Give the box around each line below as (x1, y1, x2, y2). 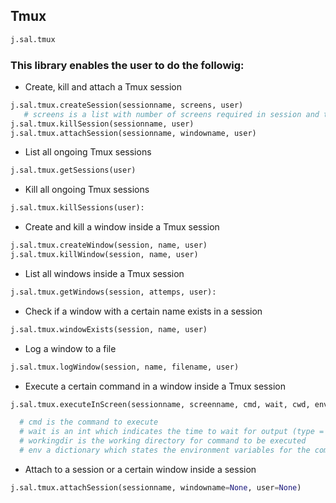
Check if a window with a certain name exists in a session (24, 305, 263, 317)
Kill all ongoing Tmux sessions (24, 184, 150, 196)
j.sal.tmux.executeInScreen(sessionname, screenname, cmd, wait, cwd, (10, 399, 311, 409)
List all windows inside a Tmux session (24, 267, 185, 279)
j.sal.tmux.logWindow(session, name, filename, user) (10, 362, 240, 372)
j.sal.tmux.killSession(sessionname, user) (10, 119, 195, 129)
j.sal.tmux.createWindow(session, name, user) (10, 240, 208, 251)
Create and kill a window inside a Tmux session (24, 221, 220, 233)
